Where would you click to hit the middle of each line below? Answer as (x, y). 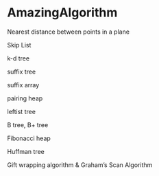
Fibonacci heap (29, 138)
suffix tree (22, 71)
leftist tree (22, 111)
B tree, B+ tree (28, 124)
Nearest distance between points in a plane (69, 32)
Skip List (19, 45)
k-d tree (18, 58)
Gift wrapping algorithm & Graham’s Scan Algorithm (80, 165)
